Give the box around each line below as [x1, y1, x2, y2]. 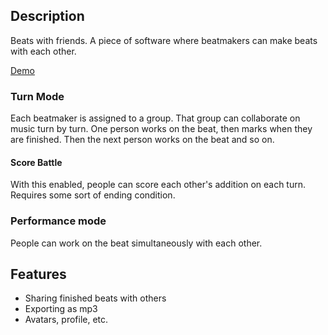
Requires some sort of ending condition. [10, 189, 176, 201]
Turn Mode [10, 89, 65, 103]
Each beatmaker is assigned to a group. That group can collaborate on [10, 112, 301, 124]
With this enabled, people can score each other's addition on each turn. [10, 179, 307, 191]
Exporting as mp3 [24, 303, 98, 315]
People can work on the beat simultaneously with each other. [10, 237, 263, 249]
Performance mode [10, 214, 107, 228]
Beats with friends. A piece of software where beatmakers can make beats [10, 34, 318, 46]
